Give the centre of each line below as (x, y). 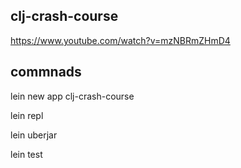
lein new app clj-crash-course (72, 96)
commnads (46, 72)
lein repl (27, 115)
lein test (26, 154)
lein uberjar (34, 135)
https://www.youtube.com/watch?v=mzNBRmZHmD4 (120, 40)
